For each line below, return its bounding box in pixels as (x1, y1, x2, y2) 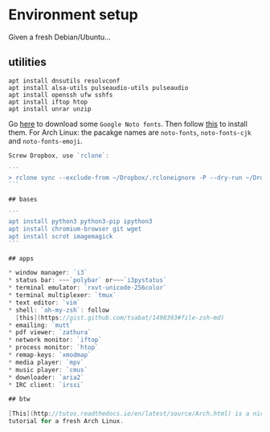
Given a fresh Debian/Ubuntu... (8, 32, 111, 42)
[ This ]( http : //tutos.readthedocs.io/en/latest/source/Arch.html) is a (8, 410, 250, 418)
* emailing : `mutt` (8, 321, 74, 329)
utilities (8, 55, 47, 69)
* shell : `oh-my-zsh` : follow (8, 306, 110, 314)
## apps (8, 255, 35, 263)
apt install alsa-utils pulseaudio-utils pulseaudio (8, 84, 189, 92)
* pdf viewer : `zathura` (8, 328, 92, 336)
